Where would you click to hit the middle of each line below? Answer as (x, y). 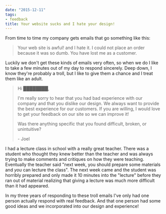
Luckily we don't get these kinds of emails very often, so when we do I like (82, 63)
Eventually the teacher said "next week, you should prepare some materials (83, 165)
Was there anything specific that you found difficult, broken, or (82, 124)
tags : (11, 15)
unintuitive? (29, 129)
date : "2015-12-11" (25, 10)
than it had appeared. (27, 186)
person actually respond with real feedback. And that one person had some (83, 201)
